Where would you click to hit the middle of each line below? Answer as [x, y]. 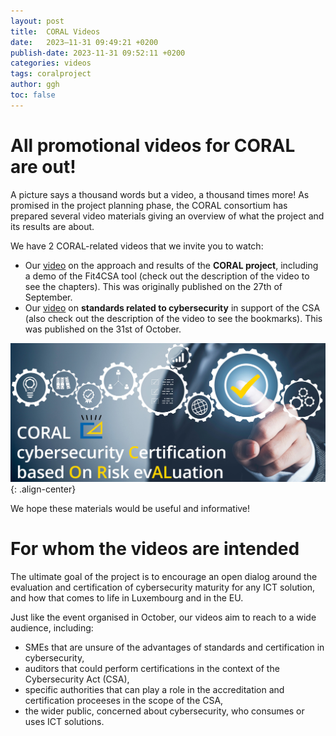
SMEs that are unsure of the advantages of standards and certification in [174, 647]
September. [48, 297]
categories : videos [51, 63]
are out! [43, 166]
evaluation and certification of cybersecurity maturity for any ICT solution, [163, 587]
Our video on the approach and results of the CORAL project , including [171, 265]
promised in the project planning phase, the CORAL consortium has [149, 205]
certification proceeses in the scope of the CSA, [124, 700]
